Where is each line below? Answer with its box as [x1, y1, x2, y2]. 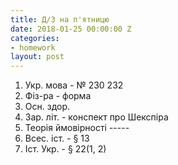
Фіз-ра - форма [24, 90, 92, 102]
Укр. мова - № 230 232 [24, 79, 124, 91]
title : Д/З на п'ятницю [10, 14, 110, 25]
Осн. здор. [24, 101, 71, 113]
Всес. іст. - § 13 [24, 132, 90, 145]
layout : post [10, 52, 65, 62]
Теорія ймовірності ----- [24, 122, 130, 134]
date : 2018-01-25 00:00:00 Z [10, 24, 132, 34]
